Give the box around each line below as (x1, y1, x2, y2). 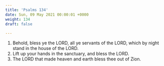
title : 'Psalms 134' (5, 7, 49, 13)
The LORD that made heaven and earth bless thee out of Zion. (12, 56, 141, 62)
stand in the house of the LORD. (12, 45, 79, 51)
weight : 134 (5, 17, 30, 22)
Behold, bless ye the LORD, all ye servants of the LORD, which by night (12, 40, 159, 46)
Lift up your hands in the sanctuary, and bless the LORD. (12, 51, 129, 57)
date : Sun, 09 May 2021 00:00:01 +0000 (5, 12, 89, 17)
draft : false (5, 21, 33, 27)
